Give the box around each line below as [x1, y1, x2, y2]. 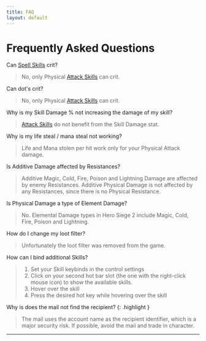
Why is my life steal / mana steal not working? [6, 132, 123, 140]
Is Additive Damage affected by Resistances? [6, 163, 121, 170]
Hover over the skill [30, 285, 80, 293]
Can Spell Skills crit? [6, 61, 58, 69]
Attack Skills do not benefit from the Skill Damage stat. [21, 121, 159, 128]
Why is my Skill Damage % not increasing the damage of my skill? [6, 109, 173, 117]
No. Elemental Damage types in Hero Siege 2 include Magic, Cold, [21, 212, 189, 219]
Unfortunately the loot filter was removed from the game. [21, 242, 166, 249]
